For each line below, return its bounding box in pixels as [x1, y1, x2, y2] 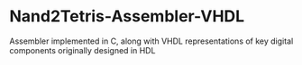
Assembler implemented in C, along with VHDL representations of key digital [9, 36, 294, 46]
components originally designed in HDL [9, 45, 156, 55]
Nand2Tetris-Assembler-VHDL [9, 6, 245, 27]
